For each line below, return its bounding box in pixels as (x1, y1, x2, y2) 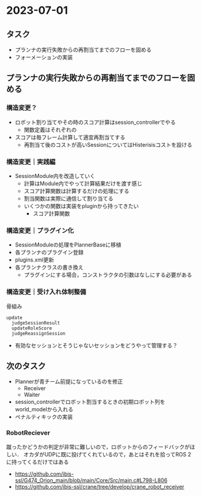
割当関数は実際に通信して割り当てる (23, 195, 114, 202)
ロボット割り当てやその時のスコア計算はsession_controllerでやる (14, 118, 176, 126)
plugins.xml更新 (14, 256, 55, 263)
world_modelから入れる (14, 406, 74, 413)
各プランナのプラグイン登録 (14, 249, 84, 256)
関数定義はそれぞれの (23, 126, 77, 133)
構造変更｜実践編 (6, 158, 56, 166)
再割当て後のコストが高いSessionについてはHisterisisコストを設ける (23, 141, 193, 148)
